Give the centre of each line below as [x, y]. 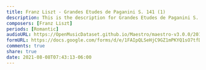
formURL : [17, 40]
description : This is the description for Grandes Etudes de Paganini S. [103, 18]
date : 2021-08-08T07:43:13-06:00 [49, 57]
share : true [21, 52]
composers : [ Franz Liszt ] [39, 23]
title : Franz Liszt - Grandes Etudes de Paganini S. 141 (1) [86, 12]
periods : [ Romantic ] [33, 29]
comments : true [26, 46]
